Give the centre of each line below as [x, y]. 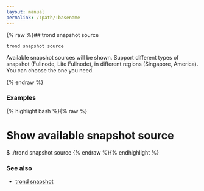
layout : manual [26, 12]
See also [19, 168]
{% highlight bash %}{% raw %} [47, 111]
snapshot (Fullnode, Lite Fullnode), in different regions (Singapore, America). [102, 64]
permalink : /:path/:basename [43, 18]
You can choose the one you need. [50, 70]
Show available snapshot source [90, 135]
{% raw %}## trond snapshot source [53, 35]
